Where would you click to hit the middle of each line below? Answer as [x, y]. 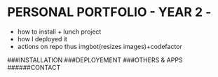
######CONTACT [34, 67]
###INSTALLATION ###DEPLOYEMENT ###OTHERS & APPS [95, 59]
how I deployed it [42, 38]
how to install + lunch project [59, 31]
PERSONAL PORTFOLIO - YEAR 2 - [109, 12]
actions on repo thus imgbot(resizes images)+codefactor [100, 46]
